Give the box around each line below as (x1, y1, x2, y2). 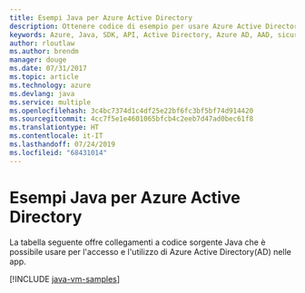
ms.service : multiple (9, 97, 92, 107)
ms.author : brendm (9, 47, 79, 56)
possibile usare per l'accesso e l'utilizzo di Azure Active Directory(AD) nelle (9, 246, 292, 257)
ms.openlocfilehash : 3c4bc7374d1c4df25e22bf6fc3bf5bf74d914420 (9, 106, 254, 115)
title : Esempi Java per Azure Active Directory (9, 13, 193, 23)
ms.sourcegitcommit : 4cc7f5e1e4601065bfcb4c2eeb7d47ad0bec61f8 (9, 114, 254, 123)
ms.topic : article (9, 73, 79, 82)
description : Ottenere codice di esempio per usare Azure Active (9, 22, 261, 31)
